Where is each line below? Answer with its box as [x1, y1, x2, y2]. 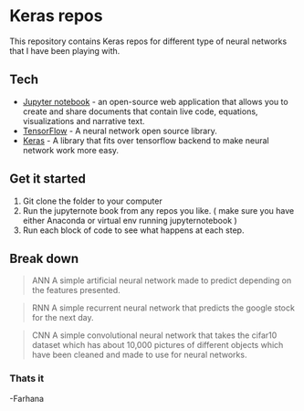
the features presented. [31, 285, 121, 296]
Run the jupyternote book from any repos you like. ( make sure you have [22, 205, 295, 216]
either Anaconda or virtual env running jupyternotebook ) [22, 215, 237, 226]
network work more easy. [22, 144, 120, 155]
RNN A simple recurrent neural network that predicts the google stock [31, 302, 295, 313]
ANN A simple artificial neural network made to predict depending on [31, 275, 292, 286]
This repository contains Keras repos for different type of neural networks [9, 36, 288, 47]
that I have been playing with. [9, 45, 121, 56]
